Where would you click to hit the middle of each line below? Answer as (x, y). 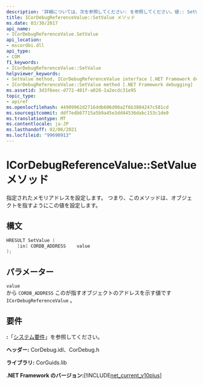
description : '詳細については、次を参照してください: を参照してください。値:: (95, 12)
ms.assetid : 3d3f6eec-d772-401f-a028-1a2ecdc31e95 (71, 91)
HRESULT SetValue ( (31, 240)
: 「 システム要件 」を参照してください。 (55, 337)
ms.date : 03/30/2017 (32, 23)
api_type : (19, 51)
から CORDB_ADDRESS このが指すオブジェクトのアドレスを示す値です (89, 293)
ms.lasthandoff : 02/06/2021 (42, 130)
